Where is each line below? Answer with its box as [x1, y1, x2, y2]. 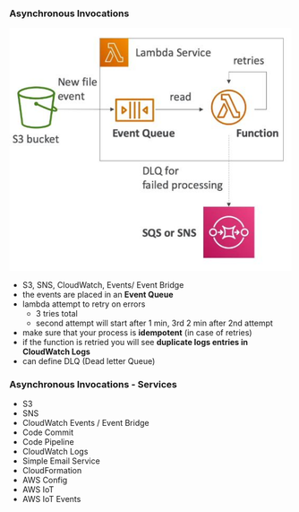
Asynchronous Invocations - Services [9, 377, 177, 390]
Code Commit [21, 427, 74, 438]
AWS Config [21, 474, 68, 486]
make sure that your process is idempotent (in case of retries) [21, 326, 252, 338]
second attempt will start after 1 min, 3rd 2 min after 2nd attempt [35, 317, 273, 328]
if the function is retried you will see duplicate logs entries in [21, 336, 249, 347]
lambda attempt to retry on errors [21, 299, 146, 309]
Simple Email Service [21, 456, 100, 466]
